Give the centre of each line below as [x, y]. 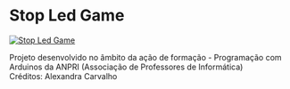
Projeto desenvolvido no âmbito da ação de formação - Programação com [146, 57]
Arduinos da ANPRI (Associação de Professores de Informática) [126, 67]
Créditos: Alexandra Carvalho [63, 76]
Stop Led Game [67, 16]
